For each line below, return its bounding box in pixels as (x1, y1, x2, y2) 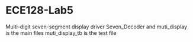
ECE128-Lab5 (5, 4, 73, 17)
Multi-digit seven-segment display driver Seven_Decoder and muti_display (5, 23, 188, 30)
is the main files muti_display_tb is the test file (5, 29, 117, 36)
